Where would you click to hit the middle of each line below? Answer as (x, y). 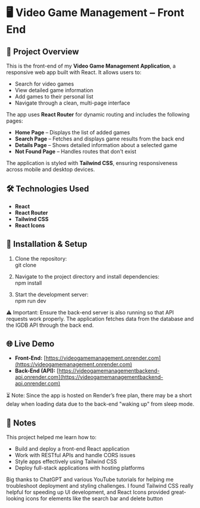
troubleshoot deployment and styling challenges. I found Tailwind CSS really (100, 486)
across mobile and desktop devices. (51, 169)
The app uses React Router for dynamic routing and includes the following (98, 114)
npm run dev (30, 301)
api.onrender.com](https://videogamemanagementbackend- (89, 377)
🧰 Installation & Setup (47, 244)
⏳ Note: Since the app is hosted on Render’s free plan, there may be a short (99, 396)
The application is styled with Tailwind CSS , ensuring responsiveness (92, 163)
